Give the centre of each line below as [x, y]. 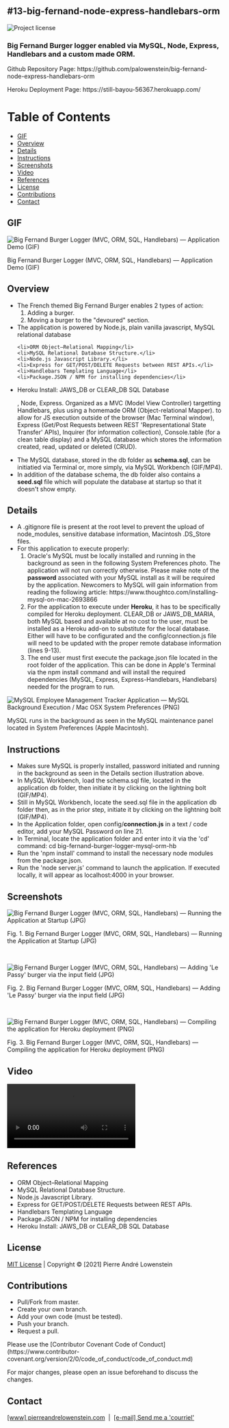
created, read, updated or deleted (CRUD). [77, 446]
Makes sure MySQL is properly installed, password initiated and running [118, 766]
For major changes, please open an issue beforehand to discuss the [103, 1373]
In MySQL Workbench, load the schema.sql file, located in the [104, 780]
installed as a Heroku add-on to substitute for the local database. [119, 628]
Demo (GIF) [23, 267]
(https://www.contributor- [43, 1352]
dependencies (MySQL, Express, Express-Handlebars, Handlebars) [122, 680]
